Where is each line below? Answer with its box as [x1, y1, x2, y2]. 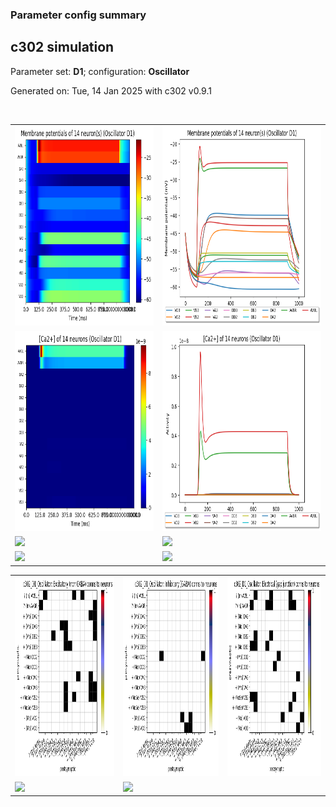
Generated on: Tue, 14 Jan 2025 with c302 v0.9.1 [10, 84, 212, 97]
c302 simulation [10, 39, 115, 56]
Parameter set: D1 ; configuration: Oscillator [10, 65, 190, 77]
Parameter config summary [10, 8, 147, 22]
